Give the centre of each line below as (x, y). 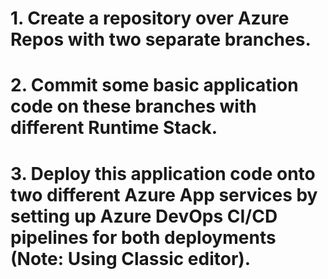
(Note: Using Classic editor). (131, 258)
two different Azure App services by (164, 194)
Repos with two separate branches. (161, 39)
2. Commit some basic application (154, 85)
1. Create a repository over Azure (150, 18)
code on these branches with (133, 106)
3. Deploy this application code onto (163, 173)
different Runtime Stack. (114, 128)
